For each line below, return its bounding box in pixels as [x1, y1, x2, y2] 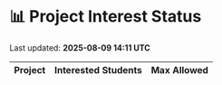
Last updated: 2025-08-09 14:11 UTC [9, 42, 151, 53]
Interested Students [53, 63, 142, 76]
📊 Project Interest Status [9, 6, 202, 27]
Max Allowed [150, 63, 208, 76]
